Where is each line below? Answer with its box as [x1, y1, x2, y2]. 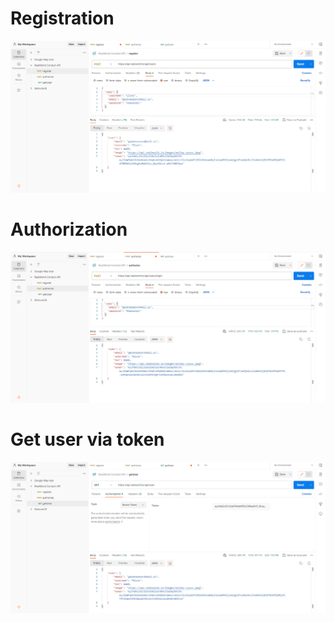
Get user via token [10, 428, 165, 451]
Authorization [10, 218, 128, 241]
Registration [10, 7, 115, 30]
